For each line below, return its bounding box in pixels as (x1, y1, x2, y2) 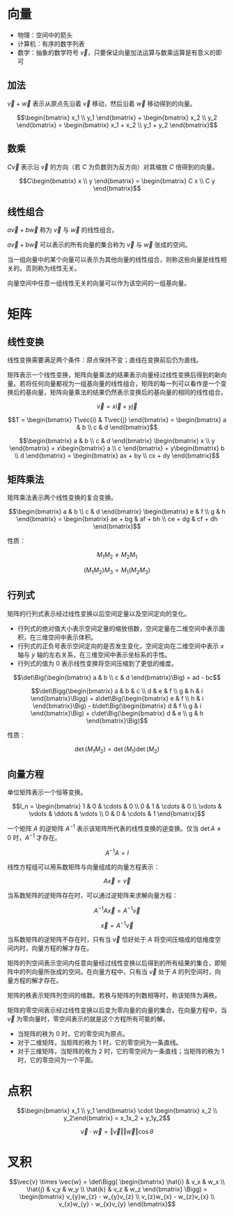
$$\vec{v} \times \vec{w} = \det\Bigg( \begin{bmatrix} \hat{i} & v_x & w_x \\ (9, 1178, 225, 1186)
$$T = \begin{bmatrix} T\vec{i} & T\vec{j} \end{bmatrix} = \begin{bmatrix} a (7, 416, 227, 424)
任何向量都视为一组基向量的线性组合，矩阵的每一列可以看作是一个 (31, 379, 221, 388)
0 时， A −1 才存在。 (7, 832, 61, 842)
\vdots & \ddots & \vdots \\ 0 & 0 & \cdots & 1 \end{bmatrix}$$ (29, 810, 205, 818)
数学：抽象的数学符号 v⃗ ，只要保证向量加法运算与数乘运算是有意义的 (17, 48, 216, 57)
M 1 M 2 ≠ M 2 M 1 (96, 551, 138, 560)
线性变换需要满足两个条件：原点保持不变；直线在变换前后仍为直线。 (7, 356, 203, 364)
